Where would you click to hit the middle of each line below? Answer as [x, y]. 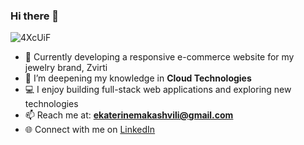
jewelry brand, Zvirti [66, 68]
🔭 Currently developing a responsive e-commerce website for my [159, 57]
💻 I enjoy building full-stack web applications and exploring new [158, 90]
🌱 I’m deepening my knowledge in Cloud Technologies [138, 78]
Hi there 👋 [35, 16]
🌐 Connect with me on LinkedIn [90, 130]
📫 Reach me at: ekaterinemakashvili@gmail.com [129, 115]
